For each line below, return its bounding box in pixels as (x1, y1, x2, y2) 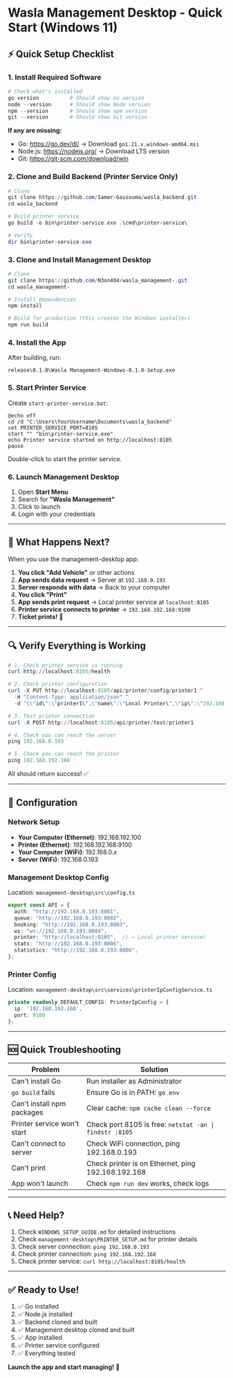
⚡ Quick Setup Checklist (8, 48, 114, 60)
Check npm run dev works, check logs (86, 1178, 209, 1188)
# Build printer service (8, 213, 80, 220)
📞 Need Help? (8, 1209, 65, 1221)
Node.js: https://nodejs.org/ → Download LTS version (17, 147, 170, 155)
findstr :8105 (86, 1128, 133, 1136)
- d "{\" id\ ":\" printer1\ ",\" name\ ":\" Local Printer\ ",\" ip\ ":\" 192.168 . (14, 700, 228, 707)
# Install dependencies (8, 296, 77, 303)
